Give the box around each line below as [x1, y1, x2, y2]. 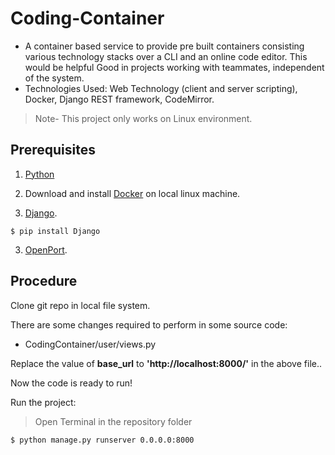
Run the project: [10, 396, 77, 408]
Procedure [10, 273, 78, 290]
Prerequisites [10, 142, 96, 159]
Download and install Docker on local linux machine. [24, 187, 241, 199]
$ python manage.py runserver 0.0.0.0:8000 [10, 435, 195, 445]
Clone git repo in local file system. [10, 299, 151, 311]
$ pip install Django [10, 226, 101, 236]
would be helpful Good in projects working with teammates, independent [24, 61, 325, 73]
